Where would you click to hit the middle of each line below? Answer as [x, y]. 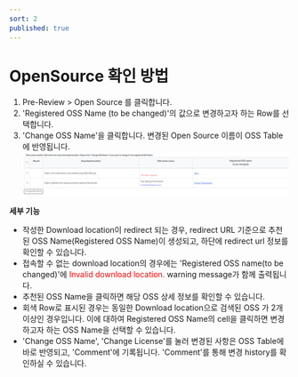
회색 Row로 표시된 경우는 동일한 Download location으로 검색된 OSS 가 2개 [153, 308]
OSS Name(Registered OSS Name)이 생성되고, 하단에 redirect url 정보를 [160, 241]
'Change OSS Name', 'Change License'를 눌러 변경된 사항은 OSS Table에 [153, 341]
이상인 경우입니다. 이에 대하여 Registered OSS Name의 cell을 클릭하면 [145, 319]
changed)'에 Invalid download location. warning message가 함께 [139, 275]
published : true [39, 28]
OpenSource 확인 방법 [89, 76]
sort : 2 [24, 19]
